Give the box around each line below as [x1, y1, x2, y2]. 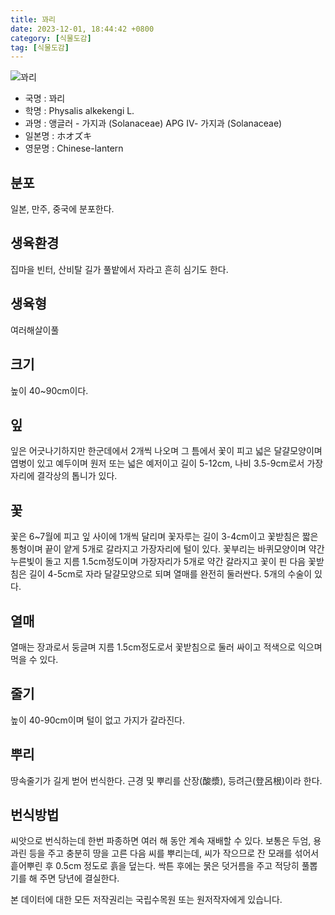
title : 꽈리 [10, 14, 57, 25]
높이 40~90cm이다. [10, 384, 89, 396]
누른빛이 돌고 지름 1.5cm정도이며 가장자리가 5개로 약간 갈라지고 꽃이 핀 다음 [10, 556, 307, 568]
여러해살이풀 [10, 324, 60, 336]
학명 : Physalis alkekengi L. [24, 105, 135, 117]
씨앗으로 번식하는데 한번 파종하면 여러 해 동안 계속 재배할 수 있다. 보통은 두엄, [10, 835, 312, 847]
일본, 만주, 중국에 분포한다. [10, 203, 115, 215]
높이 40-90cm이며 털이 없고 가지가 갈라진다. [10, 714, 186, 726]
